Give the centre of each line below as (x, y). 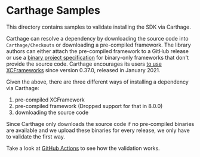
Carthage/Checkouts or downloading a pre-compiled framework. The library (99, 45)
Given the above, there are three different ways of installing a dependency (98, 82)
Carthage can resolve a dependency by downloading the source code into (98, 38)
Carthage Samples (53, 10)
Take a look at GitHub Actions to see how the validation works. (83, 148)
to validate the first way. (36, 136)
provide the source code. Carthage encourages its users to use (84, 64)
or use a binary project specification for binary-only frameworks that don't (98, 57)
